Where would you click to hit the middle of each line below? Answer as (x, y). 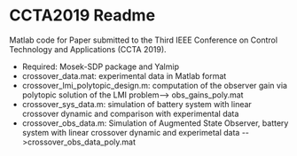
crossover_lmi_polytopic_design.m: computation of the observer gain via (155, 85)
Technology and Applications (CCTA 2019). (88, 49)
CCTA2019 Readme (82, 16)
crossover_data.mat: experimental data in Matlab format (124, 75)
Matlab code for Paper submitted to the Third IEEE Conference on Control (143, 40)
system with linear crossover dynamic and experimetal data (131, 132)
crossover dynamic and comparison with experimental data (130, 113)
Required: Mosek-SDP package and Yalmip (101, 66)
